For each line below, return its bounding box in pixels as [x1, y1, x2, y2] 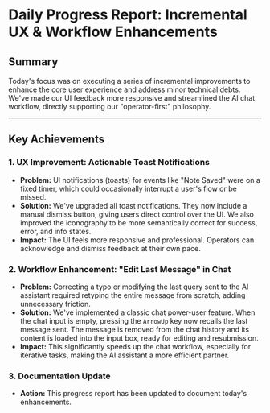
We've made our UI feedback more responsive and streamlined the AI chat [8, 93, 256, 102]
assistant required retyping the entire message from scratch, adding [19, 290, 246, 299]
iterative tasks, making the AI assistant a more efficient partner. [19, 350, 230, 360]
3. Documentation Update [8, 370, 111, 382]
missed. [19, 192, 47, 202]
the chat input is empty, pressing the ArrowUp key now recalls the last [19, 316, 248, 325]
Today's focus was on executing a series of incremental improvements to [8, 76, 251, 85]
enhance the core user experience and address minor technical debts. [8, 85, 241, 94]
